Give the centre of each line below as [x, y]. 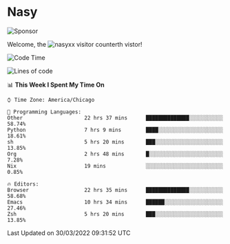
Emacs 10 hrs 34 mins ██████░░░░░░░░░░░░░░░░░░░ [115, 202]
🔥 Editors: [23, 184]
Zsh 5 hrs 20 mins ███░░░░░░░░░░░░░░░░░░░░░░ [115, 214]
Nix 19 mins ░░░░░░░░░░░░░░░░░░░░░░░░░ [115, 166]
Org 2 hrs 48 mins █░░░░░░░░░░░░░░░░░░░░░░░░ [115, 154]
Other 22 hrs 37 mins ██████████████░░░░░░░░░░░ [115, 118]
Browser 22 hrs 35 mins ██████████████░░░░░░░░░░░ [115, 190]
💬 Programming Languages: [44, 112]
